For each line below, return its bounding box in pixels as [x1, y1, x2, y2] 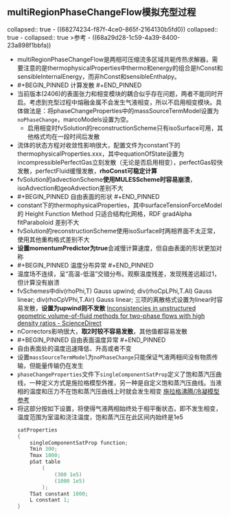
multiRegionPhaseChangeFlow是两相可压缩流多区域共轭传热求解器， [16, 55, 212, 63]
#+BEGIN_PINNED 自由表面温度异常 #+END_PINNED [16, 336, 166, 344]
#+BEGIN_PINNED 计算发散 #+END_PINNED [16, 81, 142, 89]
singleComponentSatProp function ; [30, 439, 128, 446]
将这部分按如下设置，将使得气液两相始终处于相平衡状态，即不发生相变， [16, 404, 222, 412]
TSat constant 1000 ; [30, 490, 89, 497]
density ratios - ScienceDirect [16, 318, 102, 327]
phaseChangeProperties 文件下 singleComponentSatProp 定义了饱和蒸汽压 [16, 370, 216, 378]
